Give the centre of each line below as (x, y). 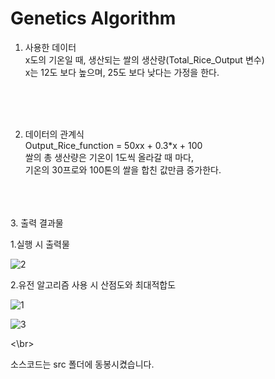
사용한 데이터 (50, 47)
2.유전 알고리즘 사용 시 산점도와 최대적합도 (93, 284)
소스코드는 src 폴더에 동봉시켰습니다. (82, 364)
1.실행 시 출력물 (40, 244)
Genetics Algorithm (93, 18)
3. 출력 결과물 (37, 223)
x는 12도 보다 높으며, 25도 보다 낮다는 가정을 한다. (122, 72)
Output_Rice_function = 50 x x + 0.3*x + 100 (113, 145)
